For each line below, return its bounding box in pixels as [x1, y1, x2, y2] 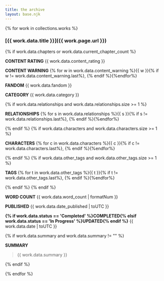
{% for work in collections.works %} [5, 25, 78, 31]
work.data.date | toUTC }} [5, 223, 57, 229]
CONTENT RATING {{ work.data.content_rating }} [5, 58, 105, 64]
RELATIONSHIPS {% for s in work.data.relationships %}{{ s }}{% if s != [5, 111, 148, 117]
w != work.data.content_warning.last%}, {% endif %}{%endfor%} [5, 73, 137, 78]
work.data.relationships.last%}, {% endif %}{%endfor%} [5, 116, 119, 122]
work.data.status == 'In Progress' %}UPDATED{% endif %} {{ [5, 218, 134, 224]
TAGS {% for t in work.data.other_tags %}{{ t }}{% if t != [5, 170, 118, 176]
